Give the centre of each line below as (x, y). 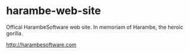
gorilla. (15, 33)
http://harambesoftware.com (41, 45)
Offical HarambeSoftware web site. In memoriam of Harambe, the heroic (95, 27)
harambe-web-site (53, 11)
